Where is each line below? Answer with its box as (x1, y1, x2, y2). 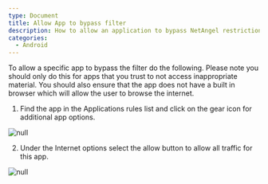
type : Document (8, 11, 59, 20)
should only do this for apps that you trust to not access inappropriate (8, 72, 238, 81)
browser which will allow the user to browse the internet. (8, 88, 195, 98)
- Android (15, 41, 48, 49)
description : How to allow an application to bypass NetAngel (8, 26, 219, 34)
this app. (19, 152, 49, 162)
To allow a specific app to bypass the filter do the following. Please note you (8, 63, 259, 72)
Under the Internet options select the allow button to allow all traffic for (19, 143, 253, 153)
